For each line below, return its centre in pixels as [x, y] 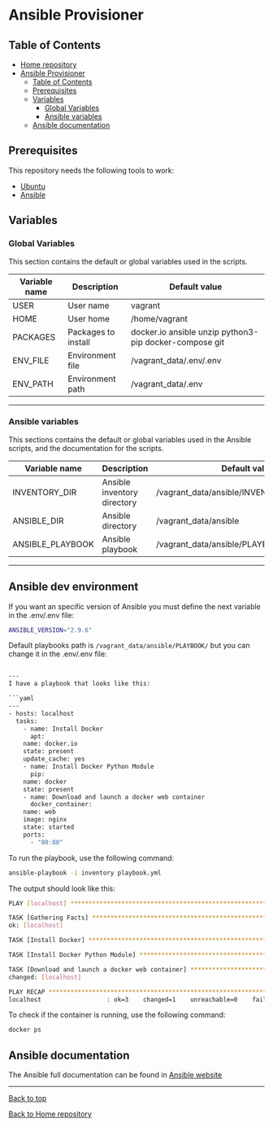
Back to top [28, 1098]
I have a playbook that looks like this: [80, 684]
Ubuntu [33, 186]
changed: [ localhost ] [45, 977]
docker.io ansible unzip [175, 331]
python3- [240, 331]
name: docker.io [51, 744]
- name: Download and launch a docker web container [114, 797]
